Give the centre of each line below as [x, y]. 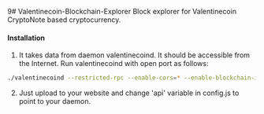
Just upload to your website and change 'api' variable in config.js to [129, 93]
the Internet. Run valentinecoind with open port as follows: [113, 64]
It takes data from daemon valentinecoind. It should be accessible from [134, 55]
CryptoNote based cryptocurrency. [64, 20]
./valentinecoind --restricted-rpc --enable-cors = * [94, 78]
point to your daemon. [55, 101]
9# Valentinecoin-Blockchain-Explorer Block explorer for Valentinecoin [122, 11]
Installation [26, 38]
